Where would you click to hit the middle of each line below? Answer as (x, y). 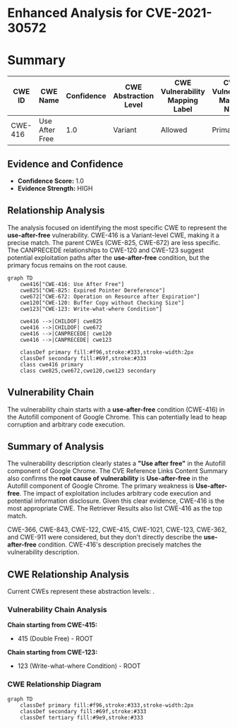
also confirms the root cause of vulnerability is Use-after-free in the (108, 479)
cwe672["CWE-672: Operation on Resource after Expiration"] (110, 297)
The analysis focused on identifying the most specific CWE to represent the (117, 227)
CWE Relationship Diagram (54, 684)
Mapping (183, 100)
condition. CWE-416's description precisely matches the (120, 544)
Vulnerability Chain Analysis (57, 610)
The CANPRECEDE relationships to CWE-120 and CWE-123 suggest (106, 250)
